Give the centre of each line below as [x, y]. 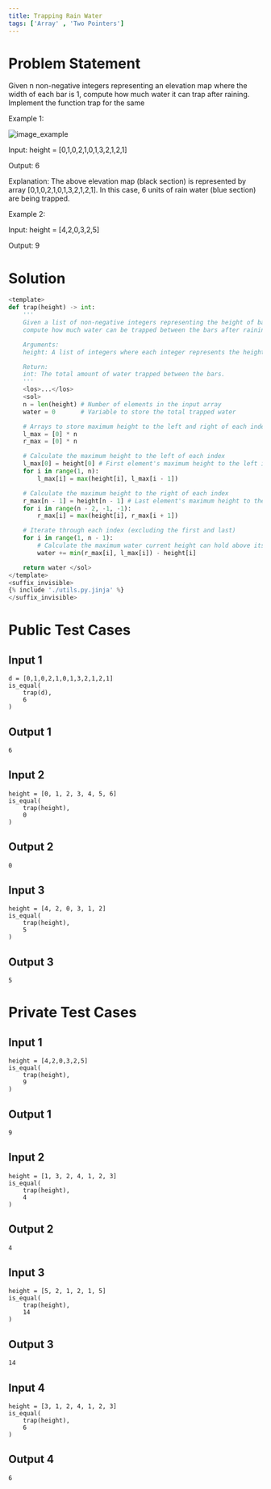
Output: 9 [24, 246]
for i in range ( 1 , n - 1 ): [68, 538]
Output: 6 [24, 166]
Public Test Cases [70, 630]
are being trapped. [39, 198]
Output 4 [31, 1459]
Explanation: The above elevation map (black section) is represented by [127, 181]
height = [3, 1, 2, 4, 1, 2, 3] [63, 1406]
